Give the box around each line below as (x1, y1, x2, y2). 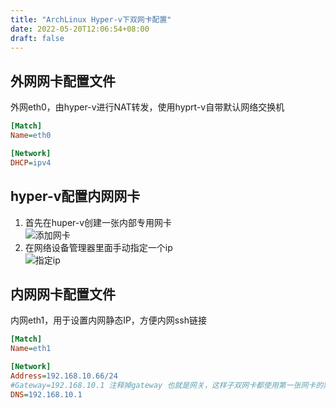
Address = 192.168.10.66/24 (10, 371, 118, 381)
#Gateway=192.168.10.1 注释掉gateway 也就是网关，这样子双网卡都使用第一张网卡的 (10, 380, 324, 390)
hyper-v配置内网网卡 (10, 188, 141, 205)
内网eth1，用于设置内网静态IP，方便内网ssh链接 (10, 314, 207, 326)
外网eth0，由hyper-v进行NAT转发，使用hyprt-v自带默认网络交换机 (10, 101, 285, 113)
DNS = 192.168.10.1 (10, 389, 83, 400)
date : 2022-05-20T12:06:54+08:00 (10, 24, 150, 34)
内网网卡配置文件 (10, 286, 116, 303)
